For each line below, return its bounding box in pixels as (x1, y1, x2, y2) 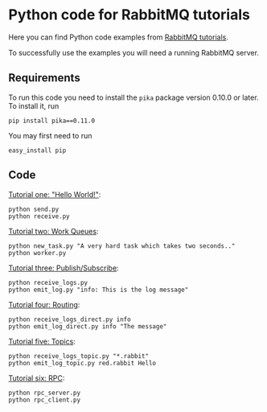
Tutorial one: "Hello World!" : (8, 189, 101, 199)
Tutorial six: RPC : (8, 373, 65, 383)
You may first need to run (8, 130, 92, 140)
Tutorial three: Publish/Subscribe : (8, 263, 119, 273)
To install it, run (8, 101, 60, 110)
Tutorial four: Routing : (8, 299, 80, 309)
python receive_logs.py (8, 278, 88, 286)
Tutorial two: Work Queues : (8, 226, 99, 236)
